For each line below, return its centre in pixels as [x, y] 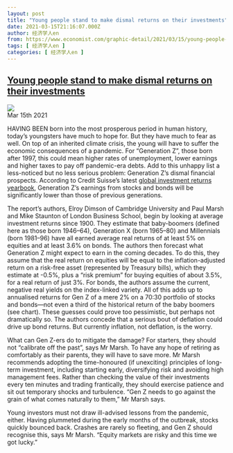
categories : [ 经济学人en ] [46, 53]
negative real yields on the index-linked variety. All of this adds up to [105, 290]
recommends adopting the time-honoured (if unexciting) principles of [106, 362]
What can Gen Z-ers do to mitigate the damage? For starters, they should [112, 340]
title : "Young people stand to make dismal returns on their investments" [118, 20]
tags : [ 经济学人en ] [36, 46]
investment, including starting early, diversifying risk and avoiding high [123, 370]
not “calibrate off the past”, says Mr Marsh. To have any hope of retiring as [114, 347]
